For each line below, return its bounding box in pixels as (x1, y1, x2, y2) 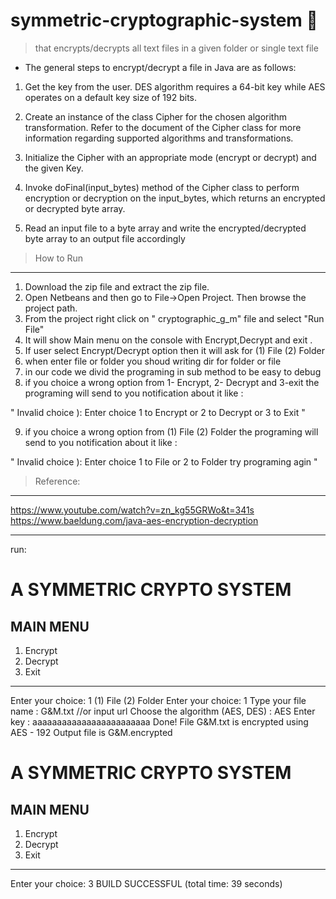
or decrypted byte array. (24, 202, 126, 214)
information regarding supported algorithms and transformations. (24, 132, 294, 144)
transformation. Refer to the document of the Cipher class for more (24, 121, 302, 133)
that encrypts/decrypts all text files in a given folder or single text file (34, 42, 319, 54)
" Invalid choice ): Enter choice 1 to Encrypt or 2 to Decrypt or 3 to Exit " (10, 406, 306, 418)
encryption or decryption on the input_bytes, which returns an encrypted (24, 192, 326, 204)
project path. (24, 302, 78, 314)
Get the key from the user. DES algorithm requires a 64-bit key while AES (24, 80, 326, 93)
